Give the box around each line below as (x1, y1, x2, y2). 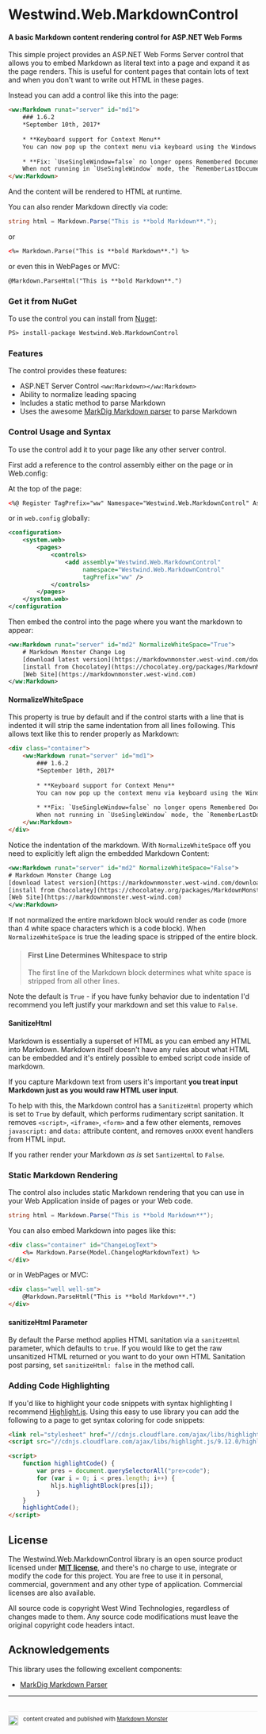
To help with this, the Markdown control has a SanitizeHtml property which (8, 1100, 253, 1110)
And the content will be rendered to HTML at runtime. (8, 187, 182, 196)
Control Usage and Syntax (8, 426, 112, 437)
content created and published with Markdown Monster (23, 1715, 169, 1723)
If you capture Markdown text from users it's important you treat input (8, 1077, 238, 1086)
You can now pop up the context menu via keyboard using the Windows (22, 143, 257, 151)
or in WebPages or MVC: (8, 1270, 89, 1280)
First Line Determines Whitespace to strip (27, 950, 168, 960)
